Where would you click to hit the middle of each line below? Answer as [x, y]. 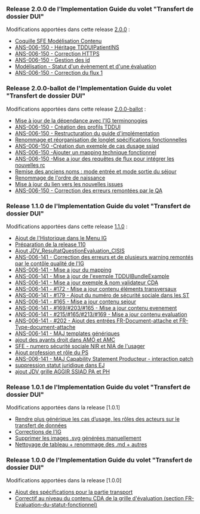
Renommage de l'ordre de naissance [60, 178]
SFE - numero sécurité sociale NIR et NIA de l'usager [80, 346]
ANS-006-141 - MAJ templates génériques [67, 333]
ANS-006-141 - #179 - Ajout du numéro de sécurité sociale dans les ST [102, 295]
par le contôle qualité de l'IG [50, 263]
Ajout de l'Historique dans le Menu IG [61, 238]
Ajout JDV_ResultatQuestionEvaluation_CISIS [70, 251]
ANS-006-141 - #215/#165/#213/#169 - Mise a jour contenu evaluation [101, 314]
